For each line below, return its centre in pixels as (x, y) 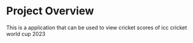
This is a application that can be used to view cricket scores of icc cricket (96, 27)
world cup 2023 (26, 33)
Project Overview (50, 11)
